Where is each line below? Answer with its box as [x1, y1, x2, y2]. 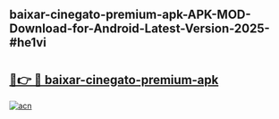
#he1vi [9, 35, 47, 50]
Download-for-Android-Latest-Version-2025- [9, 21, 270, 37]
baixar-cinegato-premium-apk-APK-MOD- [9, 7, 252, 22]
